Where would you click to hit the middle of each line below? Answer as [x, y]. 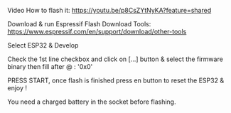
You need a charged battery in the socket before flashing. [92, 102]
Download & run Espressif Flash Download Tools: [79, 24]
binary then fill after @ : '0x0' [50, 66]
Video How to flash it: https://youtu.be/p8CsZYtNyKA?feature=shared [109, 10]
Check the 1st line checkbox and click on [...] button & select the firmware [116, 59]
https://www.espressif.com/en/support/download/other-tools [97, 32]
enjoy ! [17, 88]
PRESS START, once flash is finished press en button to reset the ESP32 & [116, 80]
